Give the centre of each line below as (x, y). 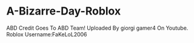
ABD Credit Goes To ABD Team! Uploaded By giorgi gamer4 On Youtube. (97, 28)
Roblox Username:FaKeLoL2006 (47, 34)
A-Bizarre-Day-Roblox (64, 11)
